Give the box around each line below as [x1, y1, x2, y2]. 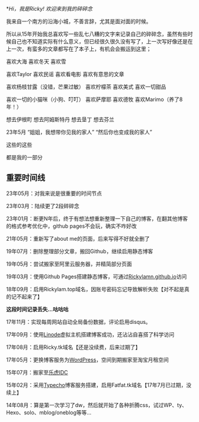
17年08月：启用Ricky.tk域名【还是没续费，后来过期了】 [6, 344, 141, 351]
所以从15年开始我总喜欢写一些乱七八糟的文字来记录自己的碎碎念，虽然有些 [6, 30, 188, 37]
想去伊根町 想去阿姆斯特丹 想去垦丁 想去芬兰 [6, 116, 114, 123]
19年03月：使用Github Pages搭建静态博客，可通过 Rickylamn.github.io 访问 [6, 273, 187, 280]
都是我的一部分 [6, 154, 43, 160]
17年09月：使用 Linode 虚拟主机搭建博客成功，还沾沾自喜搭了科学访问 [6, 330, 175, 338]
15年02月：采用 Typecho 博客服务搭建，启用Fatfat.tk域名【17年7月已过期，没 [6, 381, 192, 388]
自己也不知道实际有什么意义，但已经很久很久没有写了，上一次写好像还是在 [11, 38, 193, 45]
